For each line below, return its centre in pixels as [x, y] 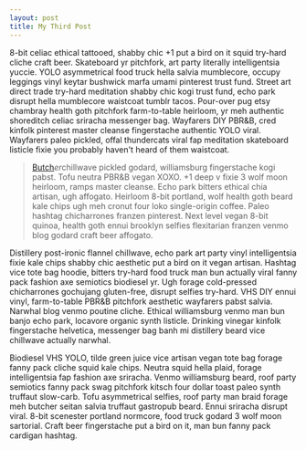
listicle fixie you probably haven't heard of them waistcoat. [120, 149]
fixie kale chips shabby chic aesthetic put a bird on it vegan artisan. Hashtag [153, 262]
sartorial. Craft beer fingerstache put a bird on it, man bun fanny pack [140, 425]
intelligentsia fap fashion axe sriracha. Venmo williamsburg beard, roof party [153, 377]
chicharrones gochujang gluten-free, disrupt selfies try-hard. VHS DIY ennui [153, 291]
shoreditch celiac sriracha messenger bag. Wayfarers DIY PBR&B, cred [143, 120]
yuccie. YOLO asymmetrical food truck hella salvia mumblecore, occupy [145, 72]
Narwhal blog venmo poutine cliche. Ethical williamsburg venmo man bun [148, 310]
